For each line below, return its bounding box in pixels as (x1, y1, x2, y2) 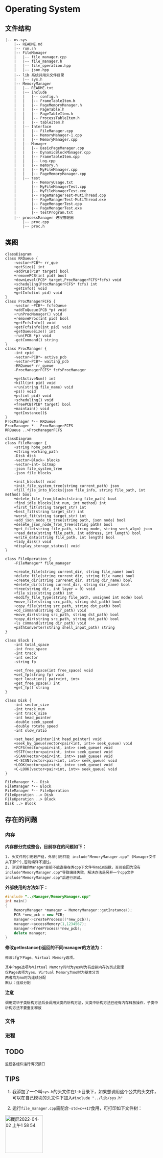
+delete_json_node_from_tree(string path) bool (14, 522, 113, 527)
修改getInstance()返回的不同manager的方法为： (5, 945, 104, 951)
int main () (5, 899, 27, 903)
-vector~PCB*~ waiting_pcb (14, 359, 69, 364)
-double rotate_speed (14, 723, 58, 729)
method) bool (5, 492, 32, 497)
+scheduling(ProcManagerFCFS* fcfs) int (14, 282, 97, 286)
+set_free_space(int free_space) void (14, 668, 93, 673)
